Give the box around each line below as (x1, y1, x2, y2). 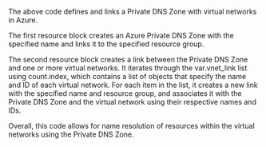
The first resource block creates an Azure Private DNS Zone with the (8, 31, 234, 40)
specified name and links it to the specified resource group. (8, 39, 204, 49)
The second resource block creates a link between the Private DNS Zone (8, 55, 248, 64)
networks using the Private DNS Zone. (8, 129, 134, 139)
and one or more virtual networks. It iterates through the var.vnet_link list (8, 63, 248, 73)
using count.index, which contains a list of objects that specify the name (8, 72, 247, 81)
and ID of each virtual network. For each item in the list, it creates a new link (8, 80, 258, 89)
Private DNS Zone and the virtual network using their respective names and (8, 97, 257, 106)
